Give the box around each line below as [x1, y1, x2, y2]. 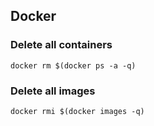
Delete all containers [10, 38, 113, 52]
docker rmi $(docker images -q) [10, 106, 145, 116]
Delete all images [10, 84, 96, 98]
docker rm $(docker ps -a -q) [10, 60, 137, 71]
